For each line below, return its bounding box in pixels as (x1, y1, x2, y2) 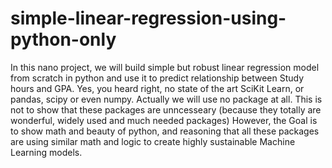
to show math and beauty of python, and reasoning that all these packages (10, 125, 320, 137)
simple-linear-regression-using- (10, 7, 287, 30)
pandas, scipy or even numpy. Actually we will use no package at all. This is (10, 93, 323, 105)
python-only (10, 28, 117, 51)
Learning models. (10, 146, 83, 158)
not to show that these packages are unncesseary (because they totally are (10, 103, 322, 116)
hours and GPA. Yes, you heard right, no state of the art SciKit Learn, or (10, 82, 305, 94)
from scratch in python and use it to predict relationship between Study (10, 72, 305, 84)
